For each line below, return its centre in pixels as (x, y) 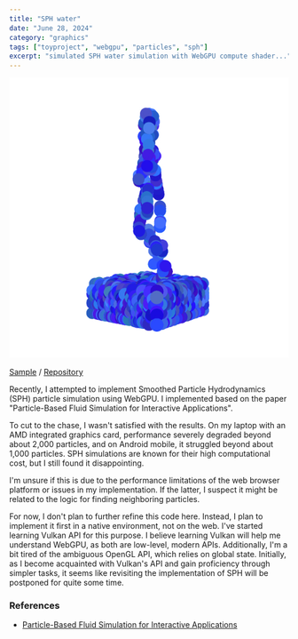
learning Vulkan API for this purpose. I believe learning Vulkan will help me (145, 535)
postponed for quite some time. (67, 583)
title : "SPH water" (45, 19)
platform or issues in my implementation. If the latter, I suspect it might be (143, 490)
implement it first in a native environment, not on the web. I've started (136, 526)
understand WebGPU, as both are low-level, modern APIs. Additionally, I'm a (149, 545)
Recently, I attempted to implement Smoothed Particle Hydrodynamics (137, 389)
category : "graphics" (49, 37)
